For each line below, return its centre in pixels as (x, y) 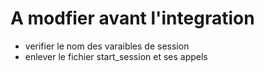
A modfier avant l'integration (132, 18)
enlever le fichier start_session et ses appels (116, 56)
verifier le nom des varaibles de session (107, 46)
